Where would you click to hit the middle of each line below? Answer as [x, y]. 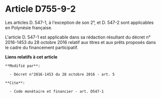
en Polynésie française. [29, 27]
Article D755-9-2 [40, 9]
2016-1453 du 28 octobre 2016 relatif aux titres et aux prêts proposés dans [80, 42]
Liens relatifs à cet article [31, 57]
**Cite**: [15, 83]
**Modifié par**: [23, 66]
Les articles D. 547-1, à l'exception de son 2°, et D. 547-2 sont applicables [80, 22]
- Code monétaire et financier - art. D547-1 [57, 91]
